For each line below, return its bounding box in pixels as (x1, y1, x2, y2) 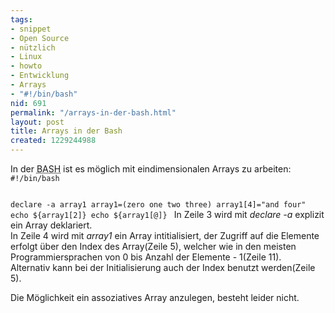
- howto (10, 61, 43, 71)
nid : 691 (10, 98, 47, 108)
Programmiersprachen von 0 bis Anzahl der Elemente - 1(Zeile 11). (10, 251, 282, 263)
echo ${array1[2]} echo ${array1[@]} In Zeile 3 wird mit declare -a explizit (10, 209, 325, 220)
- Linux (10, 52, 43, 62)
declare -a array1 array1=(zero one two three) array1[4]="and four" (10, 200, 307, 210)
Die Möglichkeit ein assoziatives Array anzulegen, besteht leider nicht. (10, 292, 300, 303)
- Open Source (10, 33, 70, 43)
